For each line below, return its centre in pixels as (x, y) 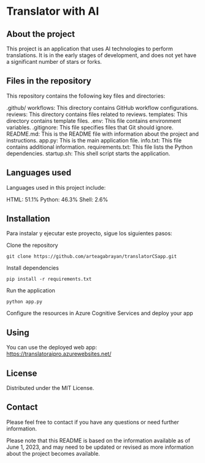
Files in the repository (49, 81)
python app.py (25, 302)
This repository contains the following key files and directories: (86, 96)
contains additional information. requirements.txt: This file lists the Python (100, 147)
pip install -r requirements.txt (49, 279)
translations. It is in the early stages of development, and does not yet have (101, 55)
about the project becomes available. (53, 453)
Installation (28, 219)
